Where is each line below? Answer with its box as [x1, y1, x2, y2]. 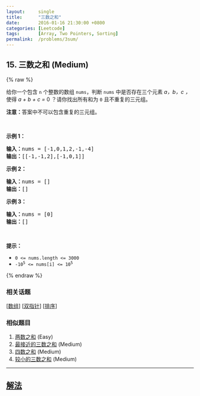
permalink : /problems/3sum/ [6, 36, 79, 42]
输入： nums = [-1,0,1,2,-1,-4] [6, 145, 94, 152]
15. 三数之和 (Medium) [6, 60, 89, 70]
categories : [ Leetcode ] [6, 25, 65, 32]
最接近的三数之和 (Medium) [14, 341, 82, 348]
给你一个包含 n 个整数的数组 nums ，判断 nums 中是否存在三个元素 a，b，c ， [6, 88, 191, 95]
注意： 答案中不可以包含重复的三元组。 [6, 108, 100, 115]
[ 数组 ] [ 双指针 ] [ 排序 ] [6, 303, 58, 310]
